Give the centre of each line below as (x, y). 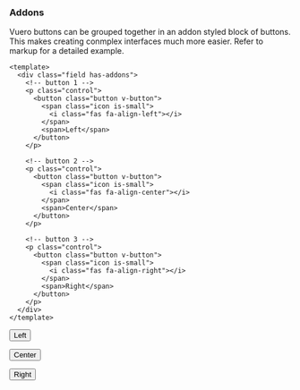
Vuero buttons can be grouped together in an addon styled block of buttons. (150, 32)
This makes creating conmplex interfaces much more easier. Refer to (137, 41)
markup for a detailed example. (67, 51)
